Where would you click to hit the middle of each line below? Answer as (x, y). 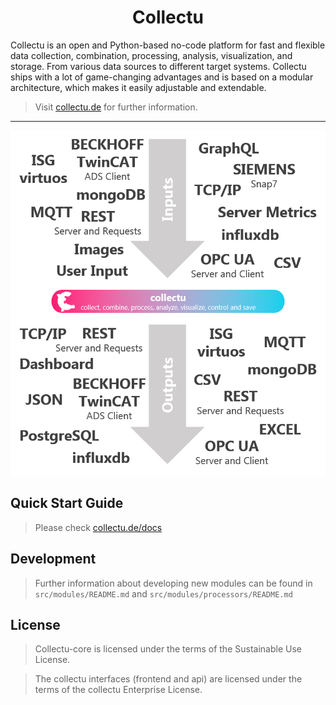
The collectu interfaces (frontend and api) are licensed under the (168, 679)
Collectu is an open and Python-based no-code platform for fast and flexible (168, 45)
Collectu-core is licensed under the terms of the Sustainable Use (168, 649)
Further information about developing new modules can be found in (173, 583)
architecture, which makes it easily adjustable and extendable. (138, 87)
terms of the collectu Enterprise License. (118, 690)
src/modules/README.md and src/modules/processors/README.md (163, 593)
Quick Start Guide (67, 503)
